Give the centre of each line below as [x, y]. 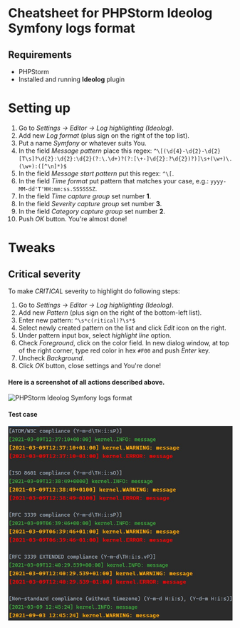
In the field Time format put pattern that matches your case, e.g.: [114, 181]
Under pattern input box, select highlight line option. [95, 335]
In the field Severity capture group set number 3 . [90, 203]
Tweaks [32, 248]
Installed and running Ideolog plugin [72, 79]
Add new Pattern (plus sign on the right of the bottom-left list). [110, 313]
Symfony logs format [72, 28]
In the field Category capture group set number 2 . [92, 211]
